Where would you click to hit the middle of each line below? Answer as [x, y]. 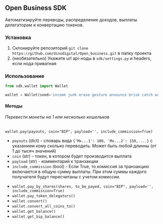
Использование [25, 76]
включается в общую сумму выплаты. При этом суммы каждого [79, 172]
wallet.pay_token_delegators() [44, 196]
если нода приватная [34, 64]
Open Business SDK [36, 8]
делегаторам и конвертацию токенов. [44, 25]
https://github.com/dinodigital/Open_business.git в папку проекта [82, 53]
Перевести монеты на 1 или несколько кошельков [57, 117]
